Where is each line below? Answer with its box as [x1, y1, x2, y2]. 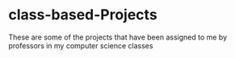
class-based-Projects [8, 6, 157, 24]
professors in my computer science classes [8, 40, 153, 50]
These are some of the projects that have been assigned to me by [8, 32, 228, 42]
